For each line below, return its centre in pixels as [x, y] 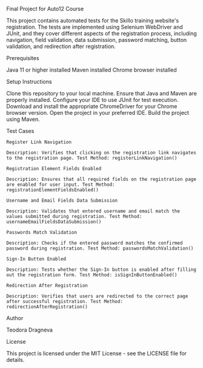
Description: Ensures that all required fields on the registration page [101, 179]
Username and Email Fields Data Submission [62, 200]
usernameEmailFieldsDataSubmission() [54, 222]
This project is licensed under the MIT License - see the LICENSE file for [96, 353]
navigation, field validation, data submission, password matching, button [97, 40]
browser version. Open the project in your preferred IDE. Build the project [98, 113]
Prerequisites [23, 58]
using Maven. [23, 119]
